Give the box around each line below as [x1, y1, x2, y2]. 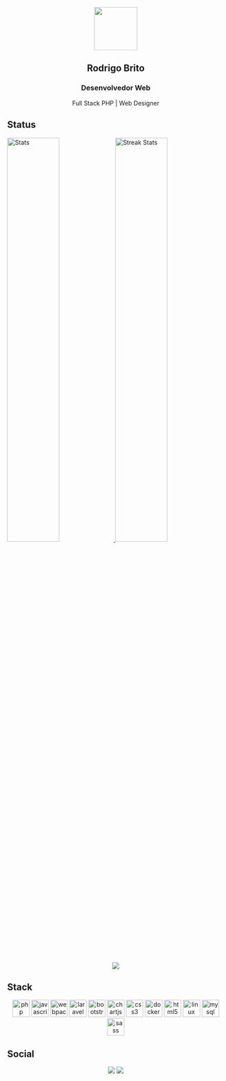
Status [7, 119, 37, 130]
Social [7, 1048, 34, 1060]
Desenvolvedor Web [81, 83, 151, 92]
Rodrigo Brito [87, 62, 145, 75]
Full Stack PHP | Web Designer [72, 99, 160, 107]
